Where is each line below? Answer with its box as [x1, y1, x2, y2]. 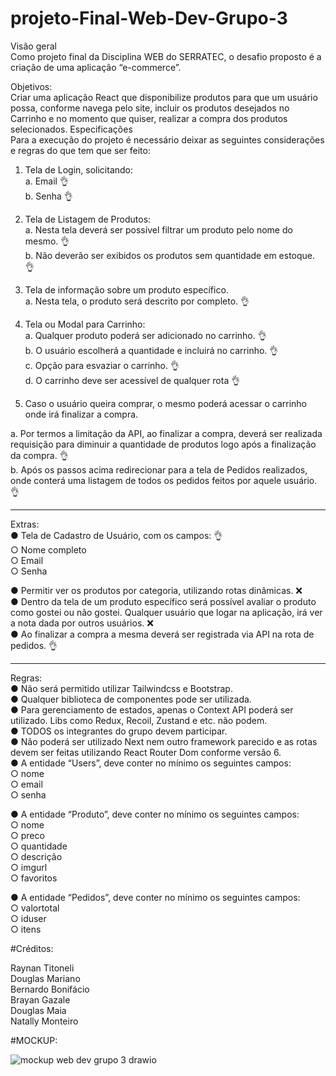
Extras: [10, 518, 40, 530]
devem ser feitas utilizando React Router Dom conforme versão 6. [10, 746, 282, 758]
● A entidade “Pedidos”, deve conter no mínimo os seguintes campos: [10, 891, 301, 903]
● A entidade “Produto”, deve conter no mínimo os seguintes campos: [10, 808, 300, 820]
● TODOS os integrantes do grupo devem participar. [10, 725, 228, 737]
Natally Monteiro [10, 1015, 79, 1027]
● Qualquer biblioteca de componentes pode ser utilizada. [10, 693, 252, 705]
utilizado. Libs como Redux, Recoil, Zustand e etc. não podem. [10, 714, 268, 726]
